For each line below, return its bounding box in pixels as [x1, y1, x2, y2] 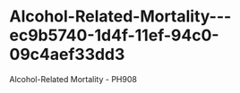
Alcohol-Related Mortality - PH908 [9, 73, 137, 84]
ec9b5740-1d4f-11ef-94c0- [9, 25, 219, 46]
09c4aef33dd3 [9, 45, 125, 64]
